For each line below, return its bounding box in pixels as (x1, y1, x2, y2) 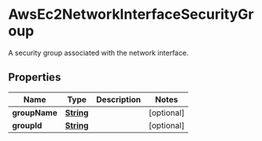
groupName (12, 107, 57, 118)
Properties (8, 70, 61, 84)
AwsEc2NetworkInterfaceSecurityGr (8, 5, 254, 23)
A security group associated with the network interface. (8, 48, 189, 57)
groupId (12, 120, 42, 131)
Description (96, 94, 142, 105)
